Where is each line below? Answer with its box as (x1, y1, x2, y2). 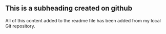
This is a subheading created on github (5, 4, 132, 13)
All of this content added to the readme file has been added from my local (5, 17, 161, 23)
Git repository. (5, 23, 35, 29)
